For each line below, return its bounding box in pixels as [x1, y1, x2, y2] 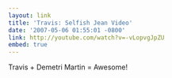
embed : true [8, 41, 48, 49]
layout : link [8, 11, 52, 20]
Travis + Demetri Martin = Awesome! [8, 62, 128, 72]
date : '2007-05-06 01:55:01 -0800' [8, 26, 126, 34]
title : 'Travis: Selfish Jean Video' [8, 19, 133, 27]
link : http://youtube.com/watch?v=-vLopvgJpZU [8, 33, 165, 42]
